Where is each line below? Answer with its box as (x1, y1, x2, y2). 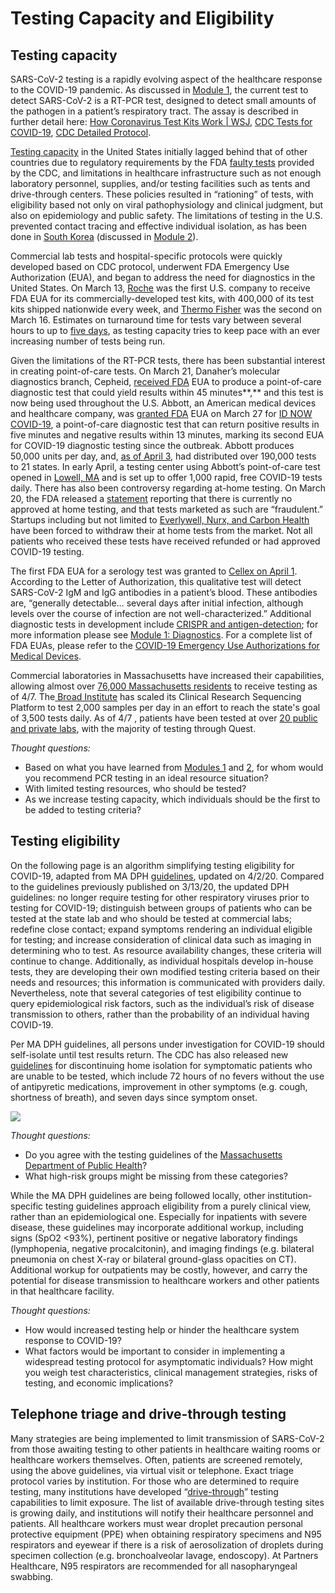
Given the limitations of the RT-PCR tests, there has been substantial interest (10, 355, 326, 366)
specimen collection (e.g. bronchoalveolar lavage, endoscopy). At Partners (10, 1549, 319, 1561)
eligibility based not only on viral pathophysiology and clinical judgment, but (10, 199, 323, 211)
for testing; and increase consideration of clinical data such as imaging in (10, 933, 312, 946)
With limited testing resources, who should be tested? (24, 783, 247, 794)
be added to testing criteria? (24, 804, 142, 816)
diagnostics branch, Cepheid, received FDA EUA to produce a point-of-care (10, 376, 322, 387)
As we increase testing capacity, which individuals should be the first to (24, 793, 321, 805)
